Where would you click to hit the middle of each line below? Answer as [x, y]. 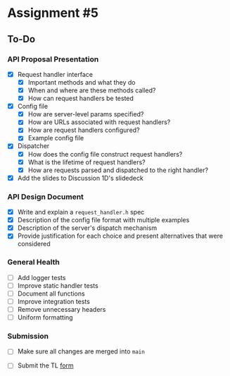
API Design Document [46, 197]
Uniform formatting [45, 317]
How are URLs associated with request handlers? [99, 122]
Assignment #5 [53, 13]
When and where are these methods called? [92, 90]
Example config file [56, 138]
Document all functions [51, 293]
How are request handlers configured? [84, 130]
